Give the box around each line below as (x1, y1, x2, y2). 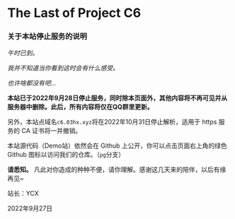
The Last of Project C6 (7, 5, 142, 21)
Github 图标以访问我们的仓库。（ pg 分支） (7, 150, 125, 159)
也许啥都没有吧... (7, 79, 57, 88)
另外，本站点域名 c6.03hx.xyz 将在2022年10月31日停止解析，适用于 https (7, 118, 217, 126)
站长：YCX (7, 189, 39, 198)
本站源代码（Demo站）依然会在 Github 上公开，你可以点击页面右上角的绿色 (7, 141, 228, 150)
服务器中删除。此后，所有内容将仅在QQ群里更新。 (7, 102, 154, 111)
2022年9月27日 (7, 204, 53, 213)
